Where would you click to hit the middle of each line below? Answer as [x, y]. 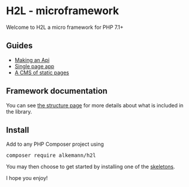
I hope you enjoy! [27, 178]
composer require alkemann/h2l [51, 155]
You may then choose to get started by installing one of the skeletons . [90, 167]
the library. [19, 111]
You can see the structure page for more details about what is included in [95, 105]
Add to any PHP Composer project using [55, 144]
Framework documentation [57, 91]
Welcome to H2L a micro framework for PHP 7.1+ [65, 27]
